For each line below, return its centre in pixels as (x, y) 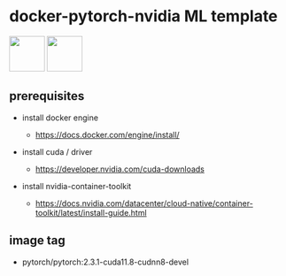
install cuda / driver (57, 151)
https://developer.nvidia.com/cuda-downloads (120, 169)
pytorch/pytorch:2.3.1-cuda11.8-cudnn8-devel (105, 262)
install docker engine (60, 118)
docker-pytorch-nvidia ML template (143, 16)
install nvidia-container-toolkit (77, 186)
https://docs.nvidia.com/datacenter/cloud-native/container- (144, 203)
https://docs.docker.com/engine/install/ (107, 134)
